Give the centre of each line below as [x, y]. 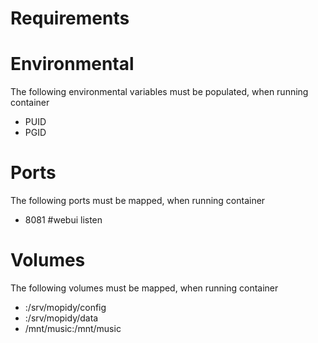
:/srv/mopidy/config [65, 307]
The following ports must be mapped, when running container [138, 201]
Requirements [70, 18]
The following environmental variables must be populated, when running [159, 92]
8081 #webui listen [63, 220]
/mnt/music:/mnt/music [73, 328]
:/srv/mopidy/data [61, 318]
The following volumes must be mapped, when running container [144, 288]
